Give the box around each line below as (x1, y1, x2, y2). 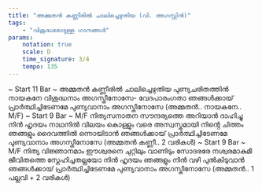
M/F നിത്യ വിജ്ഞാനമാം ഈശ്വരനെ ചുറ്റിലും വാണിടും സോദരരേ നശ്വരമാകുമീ (8, 146, 253, 156)
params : (8, 33, 34, 42)
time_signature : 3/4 (22, 56, 90, 64)
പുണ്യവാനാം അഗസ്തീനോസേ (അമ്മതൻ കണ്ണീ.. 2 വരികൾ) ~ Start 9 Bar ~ (8, 137, 246, 146)
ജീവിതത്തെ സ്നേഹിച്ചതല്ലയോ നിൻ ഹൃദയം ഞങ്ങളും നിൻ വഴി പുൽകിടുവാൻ (8, 155, 245, 164)
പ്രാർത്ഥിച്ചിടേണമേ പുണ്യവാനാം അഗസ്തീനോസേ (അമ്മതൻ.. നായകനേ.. (8, 101, 242, 111)
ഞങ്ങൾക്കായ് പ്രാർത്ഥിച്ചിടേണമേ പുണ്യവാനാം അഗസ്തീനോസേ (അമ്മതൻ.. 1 (8, 163, 254, 173)
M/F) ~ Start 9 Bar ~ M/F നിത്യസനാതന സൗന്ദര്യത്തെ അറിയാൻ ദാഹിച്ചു (8, 111, 243, 120)
